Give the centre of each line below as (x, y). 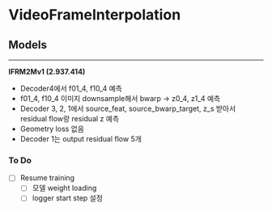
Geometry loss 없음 (52, 129)
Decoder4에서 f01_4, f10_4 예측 (71, 88)
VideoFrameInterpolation (95, 15)
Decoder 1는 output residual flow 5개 (81, 139)
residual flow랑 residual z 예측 (70, 118)
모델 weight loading (64, 188)
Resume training (47, 178)
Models (28, 45)
